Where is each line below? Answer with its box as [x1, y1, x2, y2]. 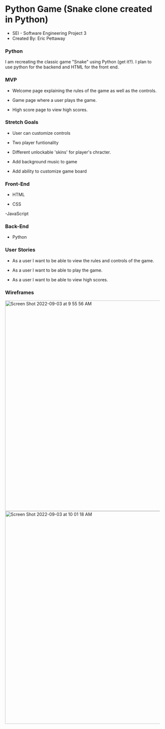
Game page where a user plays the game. [12, 97, 97, 103]
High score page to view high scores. [12, 107, 88, 113]
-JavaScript [5, 211, 29, 217]
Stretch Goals [5, 119, 38, 126]
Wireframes [5, 289, 34, 296]
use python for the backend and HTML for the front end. [5, 64, 119, 70]
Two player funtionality [12, 139, 59, 146]
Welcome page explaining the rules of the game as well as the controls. [12, 88, 157, 93]
